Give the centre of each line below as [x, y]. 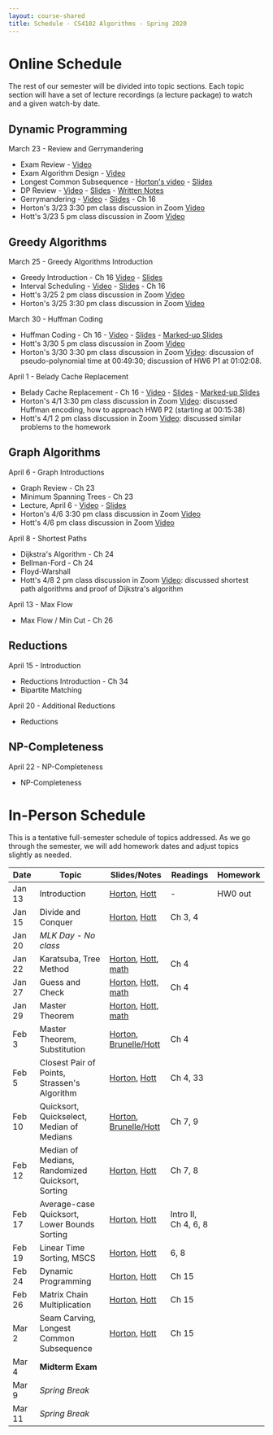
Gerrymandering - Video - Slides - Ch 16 [88, 199]
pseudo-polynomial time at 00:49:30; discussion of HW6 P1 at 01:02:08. [141, 361]
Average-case [67, 1204]
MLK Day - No [67, 935]
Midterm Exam [68, 1367]
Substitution [63, 1049]
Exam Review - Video [56, 164]
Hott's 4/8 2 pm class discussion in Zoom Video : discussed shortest [134, 580]
